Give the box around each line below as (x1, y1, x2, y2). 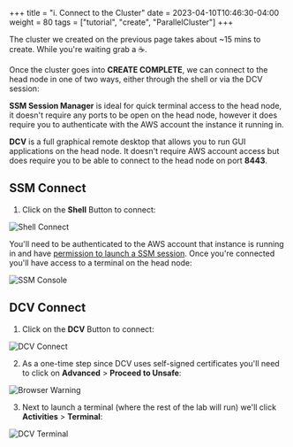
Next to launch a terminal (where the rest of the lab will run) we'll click (21, 402, 276, 412)
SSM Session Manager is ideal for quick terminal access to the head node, (9, 101, 282, 111)
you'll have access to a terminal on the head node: (9, 257, 192, 268)
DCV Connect (9, 300, 86, 315)
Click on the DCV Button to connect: (21, 323, 154, 335)
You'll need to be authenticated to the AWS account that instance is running (9, 238, 284, 249)
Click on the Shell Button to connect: (21, 204, 156, 215)
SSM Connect (9, 181, 86, 196)
